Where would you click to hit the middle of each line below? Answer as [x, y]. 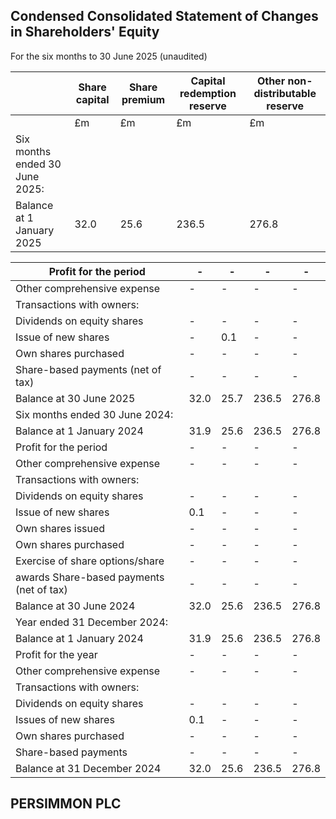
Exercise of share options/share [90, 561]
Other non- [284, 81]
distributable [285, 93]
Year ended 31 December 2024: [92, 622]
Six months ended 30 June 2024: [94, 414]
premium [143, 99]
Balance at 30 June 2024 [75, 606]
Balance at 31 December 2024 [88, 768]
